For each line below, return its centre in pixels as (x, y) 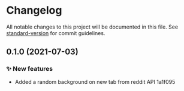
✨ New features (30, 69)
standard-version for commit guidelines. (56, 33)
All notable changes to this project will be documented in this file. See (92, 27)
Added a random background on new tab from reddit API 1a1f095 (95, 81)
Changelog (34, 10)
